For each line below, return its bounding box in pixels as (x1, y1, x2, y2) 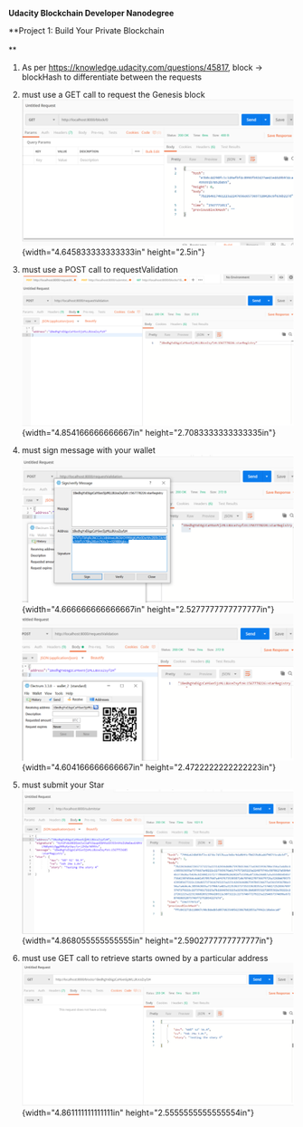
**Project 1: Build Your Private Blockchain (8, 25, 165, 35)
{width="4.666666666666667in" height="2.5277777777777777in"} (21, 604, 275, 615)
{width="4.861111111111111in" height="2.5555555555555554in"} (21, 1107, 255, 1118)
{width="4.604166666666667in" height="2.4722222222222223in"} (21, 761, 277, 773)
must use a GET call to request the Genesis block (21, 90, 205, 100)
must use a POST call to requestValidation (21, 265, 178, 275)
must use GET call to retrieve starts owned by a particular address (21, 953, 269, 964)
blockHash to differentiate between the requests (21, 72, 203, 82)
